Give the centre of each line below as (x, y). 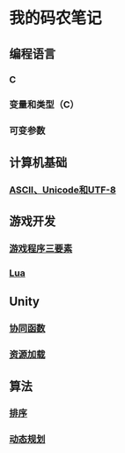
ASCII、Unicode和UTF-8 (62, 190)
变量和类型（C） (44, 105)
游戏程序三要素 (41, 248)
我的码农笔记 (56, 18)
